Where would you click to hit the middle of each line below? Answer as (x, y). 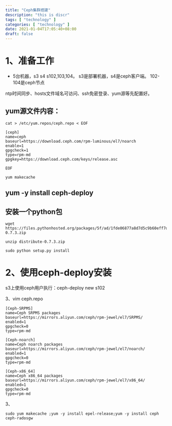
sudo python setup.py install (38, 250)
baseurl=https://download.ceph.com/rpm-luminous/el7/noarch (71, 141)
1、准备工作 (30, 61)
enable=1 (15, 146)
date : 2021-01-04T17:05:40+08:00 (41, 29)
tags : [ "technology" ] (31, 20)
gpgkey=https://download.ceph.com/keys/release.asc (61, 159)
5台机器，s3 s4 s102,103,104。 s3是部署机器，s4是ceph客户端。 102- (86, 76)
